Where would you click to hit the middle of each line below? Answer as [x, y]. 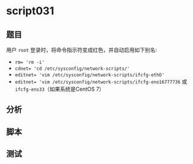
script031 [30, 11]
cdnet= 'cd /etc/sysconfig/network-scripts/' [72, 69]
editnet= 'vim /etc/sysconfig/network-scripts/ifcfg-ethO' [90, 75]
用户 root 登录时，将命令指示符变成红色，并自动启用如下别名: [82, 50]
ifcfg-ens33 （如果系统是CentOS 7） [60, 89]
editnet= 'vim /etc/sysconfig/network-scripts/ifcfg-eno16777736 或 [101, 81]
